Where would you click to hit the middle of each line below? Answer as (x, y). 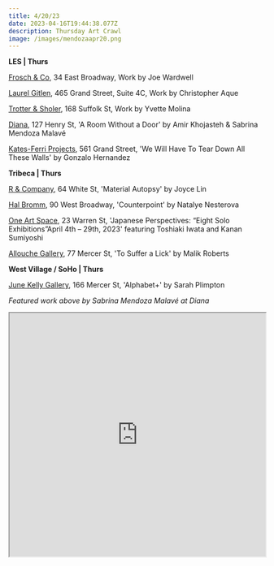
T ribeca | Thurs (35, 173)
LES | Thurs (28, 62)
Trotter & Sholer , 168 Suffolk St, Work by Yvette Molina (100, 109)
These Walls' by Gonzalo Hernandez (70, 158)
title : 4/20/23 (34, 16)
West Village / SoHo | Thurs (56, 270)
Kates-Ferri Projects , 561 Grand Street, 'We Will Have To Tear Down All (127, 149)
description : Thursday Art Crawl (65, 31)
